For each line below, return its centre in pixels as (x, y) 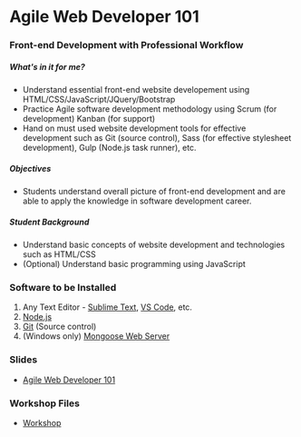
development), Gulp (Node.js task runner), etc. (109, 148)
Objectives (30, 168)
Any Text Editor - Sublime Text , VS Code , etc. (107, 307)
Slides (24, 360)
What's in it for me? (47, 66)
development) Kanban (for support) (89, 119)
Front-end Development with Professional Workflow (126, 45)
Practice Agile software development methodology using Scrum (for (150, 109)
